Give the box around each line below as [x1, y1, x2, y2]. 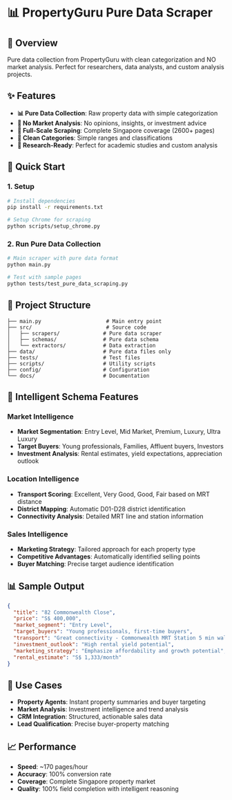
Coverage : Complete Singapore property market [17, 777, 156, 785]
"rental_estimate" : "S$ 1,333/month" [13, 654, 122, 661]
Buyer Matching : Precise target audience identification [17, 559, 174, 567]
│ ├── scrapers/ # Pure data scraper [7, 329, 162, 337]
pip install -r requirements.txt [7, 204, 104, 211]
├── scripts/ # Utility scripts [7, 360, 156, 367]
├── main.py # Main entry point [7, 318, 162, 325]
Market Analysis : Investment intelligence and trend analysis [17, 705, 188, 713]
